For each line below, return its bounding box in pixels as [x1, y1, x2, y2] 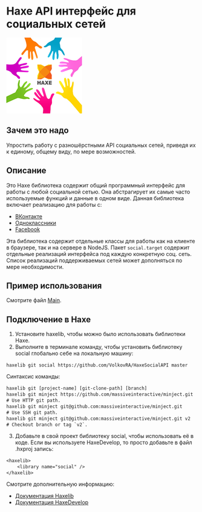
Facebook [15, 226, 41, 233]
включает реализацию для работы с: [6, 201, 102, 208]
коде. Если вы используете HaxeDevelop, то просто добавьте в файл [15, 439, 192, 446]
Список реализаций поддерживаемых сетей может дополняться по [6, 257, 183, 264]
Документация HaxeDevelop [15, 499, 89, 506]
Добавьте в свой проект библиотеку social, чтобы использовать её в [15, 433, 194, 440]
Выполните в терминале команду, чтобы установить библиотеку [15, 343, 183, 351]
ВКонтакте [15, 212, 42, 220]
